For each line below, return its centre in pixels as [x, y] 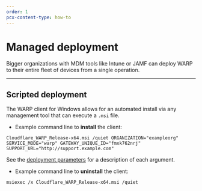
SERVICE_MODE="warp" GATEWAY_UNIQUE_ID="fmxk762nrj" [74, 144]
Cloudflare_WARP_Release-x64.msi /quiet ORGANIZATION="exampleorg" [93, 138]
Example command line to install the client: [68, 127]
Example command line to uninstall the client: [72, 171]
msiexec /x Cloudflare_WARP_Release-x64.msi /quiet [72, 183]
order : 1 [17, 12]
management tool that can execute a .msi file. [63, 115]
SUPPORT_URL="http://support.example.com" [60, 149]
